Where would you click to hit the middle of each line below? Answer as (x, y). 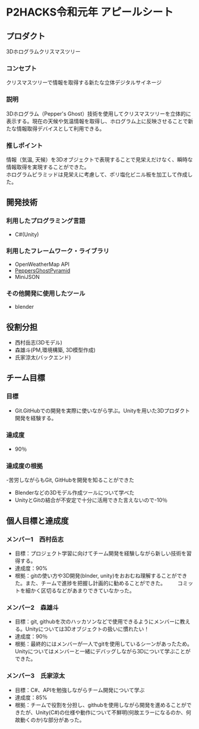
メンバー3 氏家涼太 (36, 676)
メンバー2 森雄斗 (33, 607)
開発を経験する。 (36, 418)
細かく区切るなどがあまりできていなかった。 (80, 590)
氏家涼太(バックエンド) (43, 357)
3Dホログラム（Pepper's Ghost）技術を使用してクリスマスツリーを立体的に (99, 113)
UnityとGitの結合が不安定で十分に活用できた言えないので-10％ (91, 500)
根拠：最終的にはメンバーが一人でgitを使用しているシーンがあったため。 (104, 644)
